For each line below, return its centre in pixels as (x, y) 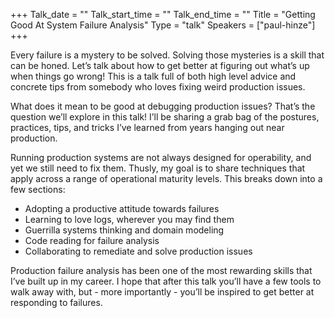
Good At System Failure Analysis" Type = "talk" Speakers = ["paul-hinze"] (163, 25)
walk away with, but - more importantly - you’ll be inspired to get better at (162, 292)
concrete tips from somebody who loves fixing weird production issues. (158, 87)
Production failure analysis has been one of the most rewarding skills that (161, 270)
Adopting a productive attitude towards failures (122, 208)
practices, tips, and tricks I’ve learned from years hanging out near (147, 127)
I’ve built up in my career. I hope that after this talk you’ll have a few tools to (166, 281)
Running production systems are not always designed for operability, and (161, 157)
